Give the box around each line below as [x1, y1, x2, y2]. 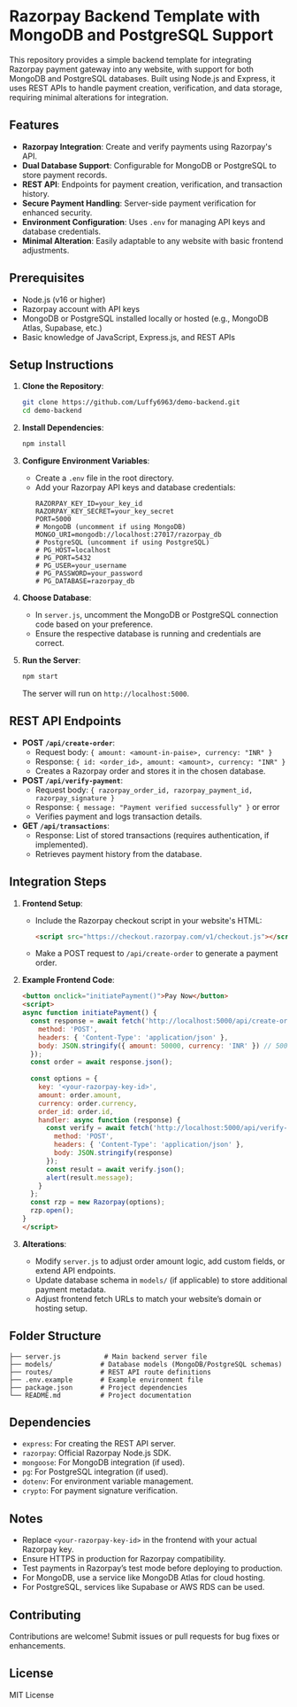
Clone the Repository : [21, 381, 104, 392]
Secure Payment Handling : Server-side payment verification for [21, 198, 256, 208]
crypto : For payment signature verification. [21, 1485, 179, 1496]
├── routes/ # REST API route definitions [9, 1368, 212, 1376]
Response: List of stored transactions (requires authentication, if [34, 830, 270, 840]
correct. [34, 638, 65, 648]
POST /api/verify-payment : [21, 775, 124, 785]
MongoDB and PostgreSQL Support [9, 25, 274, 45]
